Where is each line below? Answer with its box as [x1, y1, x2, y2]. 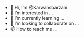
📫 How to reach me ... [10, 26, 58, 32]
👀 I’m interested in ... [10, 10, 53, 16]
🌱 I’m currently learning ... [10, 15, 65, 21]
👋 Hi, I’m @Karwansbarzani [10, 5, 68, 10]
